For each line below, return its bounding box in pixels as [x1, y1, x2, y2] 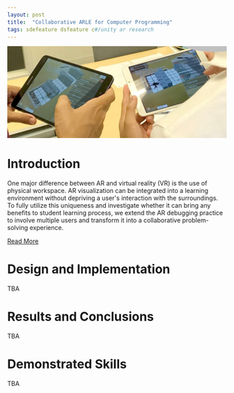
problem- [182, 216, 209, 224]
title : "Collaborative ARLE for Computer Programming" [7, 18, 173, 26]
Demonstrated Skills [7, 356, 127, 372]
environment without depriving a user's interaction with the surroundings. [7, 194, 218, 202]
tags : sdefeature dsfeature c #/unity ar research [7, 26, 155, 33]
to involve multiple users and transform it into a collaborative [7, 216, 181, 224]
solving [7, 223, 29, 231]
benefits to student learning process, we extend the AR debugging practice [7, 208, 224, 217]
